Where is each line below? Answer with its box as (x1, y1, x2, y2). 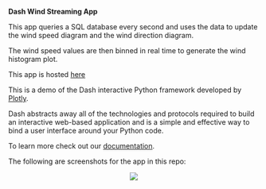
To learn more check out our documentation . (8, 141, 155, 150)
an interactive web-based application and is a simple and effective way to (8, 118, 250, 126)
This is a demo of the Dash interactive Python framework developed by (8, 85, 242, 94)
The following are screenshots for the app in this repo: (8, 156, 186, 166)
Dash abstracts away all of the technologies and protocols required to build (8, 109, 255, 118)
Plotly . (8, 94, 29, 102)
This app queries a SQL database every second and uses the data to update (8, 22, 258, 31)
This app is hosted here (8, 70, 86, 79)
